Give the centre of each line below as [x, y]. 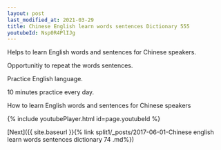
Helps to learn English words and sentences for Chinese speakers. [102, 52]
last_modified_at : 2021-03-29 [51, 20]
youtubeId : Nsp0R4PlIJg [41, 33]
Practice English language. [45, 79]
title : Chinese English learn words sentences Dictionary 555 [98, 26]
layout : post [26, 13]
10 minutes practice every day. [51, 92]
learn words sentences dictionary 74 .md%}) [71, 140]
